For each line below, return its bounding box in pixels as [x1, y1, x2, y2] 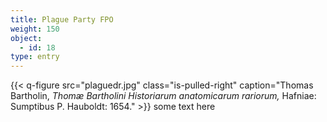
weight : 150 [10, 24, 60, 34]
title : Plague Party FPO [10, 14, 114, 25]
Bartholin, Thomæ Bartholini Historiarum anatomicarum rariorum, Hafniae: [10, 90, 317, 102]
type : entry [10, 52, 60, 62]
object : [10, 33, 43, 43]
